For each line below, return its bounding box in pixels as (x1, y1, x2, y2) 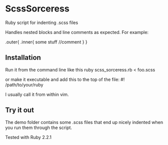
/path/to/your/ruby (5, 81, 44, 87)
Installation (5, 53, 41, 62)
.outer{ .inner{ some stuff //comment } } (5, 38, 88, 45)
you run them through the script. (5, 124, 72, 130)
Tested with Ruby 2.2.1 (5, 134, 52, 140)
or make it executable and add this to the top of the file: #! (5, 76, 125, 82)
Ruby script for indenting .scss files (5, 19, 79, 25)
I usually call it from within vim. (5, 91, 69, 97)
